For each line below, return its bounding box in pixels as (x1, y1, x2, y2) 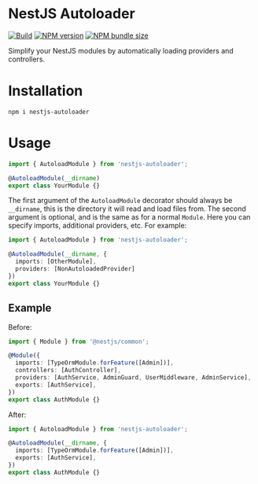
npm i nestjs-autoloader (8, 108, 90, 116)
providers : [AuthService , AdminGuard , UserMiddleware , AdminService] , (15, 374, 252, 382)
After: (8, 410, 27, 419)
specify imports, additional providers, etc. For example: (8, 221, 187, 231)
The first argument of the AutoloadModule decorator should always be (8, 196, 233, 205)
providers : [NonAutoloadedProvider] (15, 265, 135, 273)
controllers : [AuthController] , (15, 367, 122, 375)
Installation (8, 82, 83, 100)
